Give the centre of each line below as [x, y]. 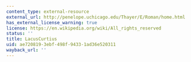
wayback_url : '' [26, 50]
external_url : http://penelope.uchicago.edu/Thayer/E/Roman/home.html [96, 17]
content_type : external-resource [48, 12]
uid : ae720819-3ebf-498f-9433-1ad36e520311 [61, 45]
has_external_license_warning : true [52, 22]
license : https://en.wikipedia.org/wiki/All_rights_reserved [84, 28]
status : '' [20, 34]
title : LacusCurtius [32, 39]
